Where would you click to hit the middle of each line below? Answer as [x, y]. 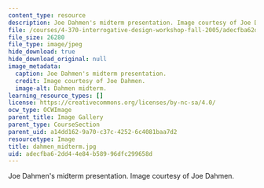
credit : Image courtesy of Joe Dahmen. [81, 81]
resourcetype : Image [42, 139]
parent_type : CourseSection [54, 125]
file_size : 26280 [37, 37]
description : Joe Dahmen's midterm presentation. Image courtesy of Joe [130, 23]
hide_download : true [42, 52]
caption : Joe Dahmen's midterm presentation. [91, 74]
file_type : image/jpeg [45, 45]
